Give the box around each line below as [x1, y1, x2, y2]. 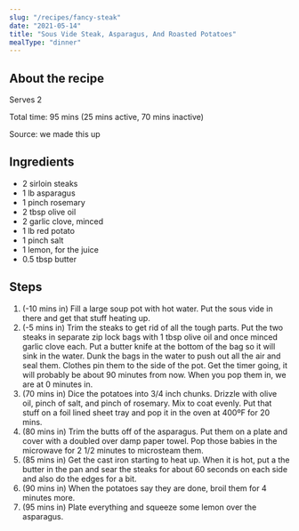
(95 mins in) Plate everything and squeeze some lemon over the [21, 502, 257, 512]
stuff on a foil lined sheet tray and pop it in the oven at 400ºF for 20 [21, 406, 271, 418]
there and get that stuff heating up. [21, 312, 151, 323]
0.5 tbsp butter [21, 253, 77, 264]
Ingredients [9, 155, 75, 170]
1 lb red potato [21, 225, 76, 236]
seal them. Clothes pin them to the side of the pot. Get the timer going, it [21, 359, 287, 370]
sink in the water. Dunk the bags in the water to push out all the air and [21, 350, 281, 361]
